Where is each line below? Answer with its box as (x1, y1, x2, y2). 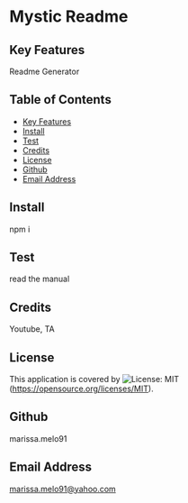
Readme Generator (9, 66, 80, 77)
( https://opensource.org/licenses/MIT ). (9, 383, 155, 394)
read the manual (9, 273, 70, 285)
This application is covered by (9, 374, 121, 385)
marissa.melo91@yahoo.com (9, 483, 117, 494)
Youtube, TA (9, 324, 56, 334)
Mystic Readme (9, 6, 129, 27)
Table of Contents (9, 92, 112, 107)
